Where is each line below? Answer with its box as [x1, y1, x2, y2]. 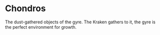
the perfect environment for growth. [5, 24, 77, 30]
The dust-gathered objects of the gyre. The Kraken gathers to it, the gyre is [5, 19, 156, 25]
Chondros [5, 3, 46, 14]
